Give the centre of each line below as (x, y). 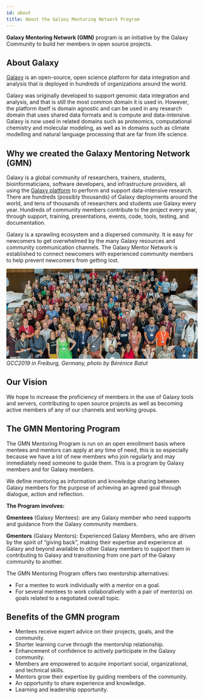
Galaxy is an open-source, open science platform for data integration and (98, 77)
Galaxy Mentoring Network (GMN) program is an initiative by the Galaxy (97, 37)
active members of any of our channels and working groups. (82, 409)
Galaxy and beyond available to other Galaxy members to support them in (98, 548)
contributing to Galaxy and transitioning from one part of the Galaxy (91, 555)
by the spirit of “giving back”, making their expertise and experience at (94, 542)
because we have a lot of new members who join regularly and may (91, 456)
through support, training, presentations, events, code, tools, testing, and (98, 216)
